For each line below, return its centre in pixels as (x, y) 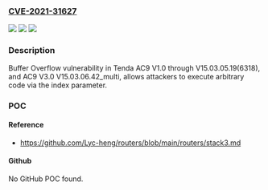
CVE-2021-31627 (43, 11)
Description (32, 51)
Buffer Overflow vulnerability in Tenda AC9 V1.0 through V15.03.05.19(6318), (134, 68)
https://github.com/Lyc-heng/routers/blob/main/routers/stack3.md (130, 143)
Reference (26, 125)
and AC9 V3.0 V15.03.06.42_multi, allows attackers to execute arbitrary (126, 76)
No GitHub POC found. (46, 179)
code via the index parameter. (58, 85)
